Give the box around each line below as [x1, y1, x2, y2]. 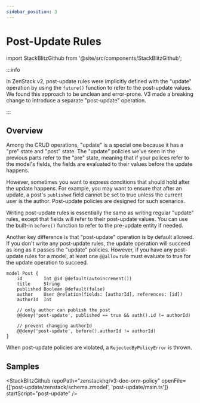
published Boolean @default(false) [17, 286, 106, 292]
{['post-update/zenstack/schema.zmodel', [6, 384, 110, 391]
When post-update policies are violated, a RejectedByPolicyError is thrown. [6, 344, 192, 351]
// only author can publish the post [17, 307, 111, 313]
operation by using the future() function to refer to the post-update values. [6, 84, 192, 91]
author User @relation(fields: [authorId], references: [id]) [17, 292, 183, 298]
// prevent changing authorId [17, 323, 93, 329]
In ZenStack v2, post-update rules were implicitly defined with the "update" [6, 77, 192, 84]
